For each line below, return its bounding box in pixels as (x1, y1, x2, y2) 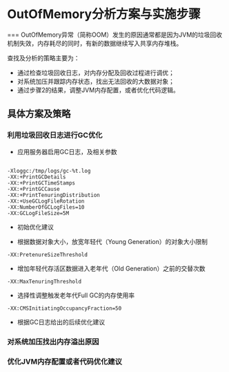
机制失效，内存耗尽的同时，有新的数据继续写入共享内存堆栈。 (7, 39, 183, 47)
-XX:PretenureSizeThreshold (7, 251, 88, 258)
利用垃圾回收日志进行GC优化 (7, 131, 103, 140)
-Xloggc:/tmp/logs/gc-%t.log (7, 167, 91, 174)
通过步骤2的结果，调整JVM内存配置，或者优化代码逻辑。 (17, 86, 179, 94)
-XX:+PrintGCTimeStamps (7, 179, 76, 187)
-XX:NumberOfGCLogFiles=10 (7, 203, 85, 211)
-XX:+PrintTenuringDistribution (7, 192, 100, 198)
